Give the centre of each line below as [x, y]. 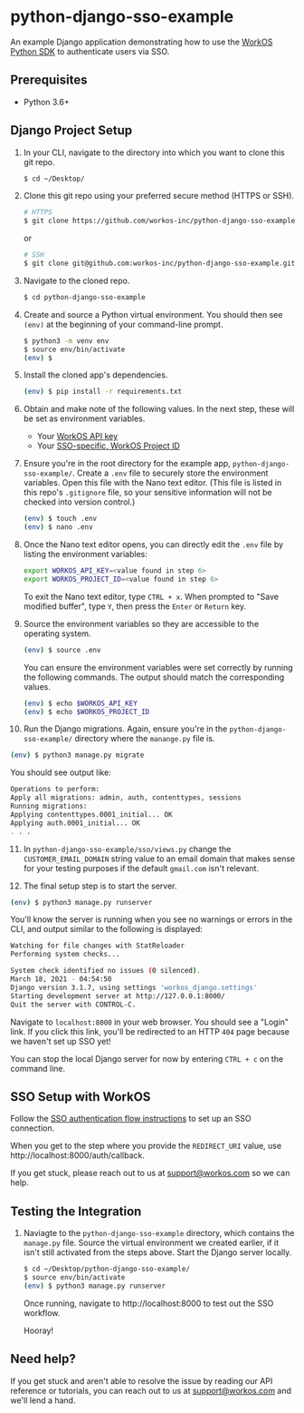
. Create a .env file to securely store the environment [170, 473]
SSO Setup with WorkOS [81, 1097]
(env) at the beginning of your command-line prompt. [123, 324]
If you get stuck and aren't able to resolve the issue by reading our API [142, 1380]
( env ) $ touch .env [60, 519]
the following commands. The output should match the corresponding [154, 677]
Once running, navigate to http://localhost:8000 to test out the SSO [148, 1303]
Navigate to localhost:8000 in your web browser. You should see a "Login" [149, 1022]
